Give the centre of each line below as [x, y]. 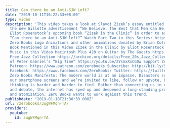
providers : [17, 108]
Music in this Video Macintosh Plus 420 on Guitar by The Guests [80, 52]
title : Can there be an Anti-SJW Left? [47, 10]
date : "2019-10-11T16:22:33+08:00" [43, 15]
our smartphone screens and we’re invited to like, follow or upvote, [86, 80]
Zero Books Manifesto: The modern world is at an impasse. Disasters [84, 76]
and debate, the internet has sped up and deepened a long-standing [83, 89]
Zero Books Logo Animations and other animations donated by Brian [82, 43]
